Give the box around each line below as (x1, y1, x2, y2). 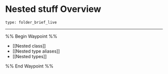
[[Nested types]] (12, 53, 47, 59)
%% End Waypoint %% (5, 63, 53, 69)
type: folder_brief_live (5, 20, 57, 25)
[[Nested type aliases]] (12, 48, 60, 54)
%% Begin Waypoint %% (5, 33, 57, 39)
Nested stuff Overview (5, 3, 101, 15)
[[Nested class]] (12, 43, 46, 49)
